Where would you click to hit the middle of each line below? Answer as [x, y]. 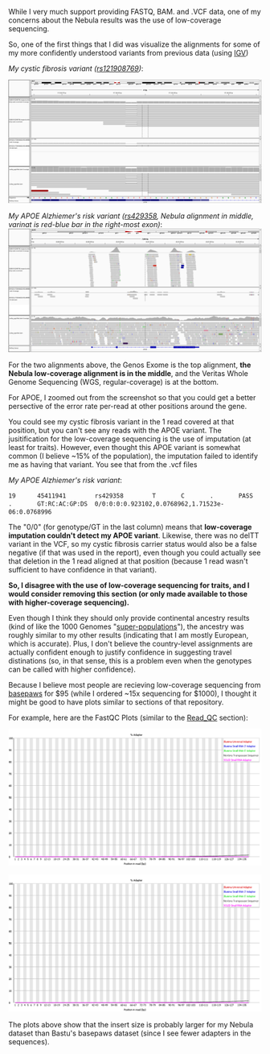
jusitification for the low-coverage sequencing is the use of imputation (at [130, 439]
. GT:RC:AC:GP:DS [48, 504]
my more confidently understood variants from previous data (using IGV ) [129, 53]
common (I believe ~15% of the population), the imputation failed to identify [133, 456]
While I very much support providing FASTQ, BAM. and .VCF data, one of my [135, 12]
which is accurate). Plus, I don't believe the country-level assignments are [131, 644]
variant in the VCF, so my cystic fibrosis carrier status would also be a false [133, 544]
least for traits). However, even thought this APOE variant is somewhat [125, 448]
